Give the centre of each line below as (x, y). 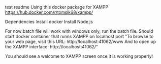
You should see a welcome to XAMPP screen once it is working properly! (79, 56)
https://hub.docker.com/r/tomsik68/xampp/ (49, 12)
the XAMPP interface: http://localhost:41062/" (52, 47)
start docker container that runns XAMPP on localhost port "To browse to (79, 36)
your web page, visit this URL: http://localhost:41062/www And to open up (80, 42)
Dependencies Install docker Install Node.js (49, 22)
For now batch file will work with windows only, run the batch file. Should (79, 31)
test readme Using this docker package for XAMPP (57, 7)
